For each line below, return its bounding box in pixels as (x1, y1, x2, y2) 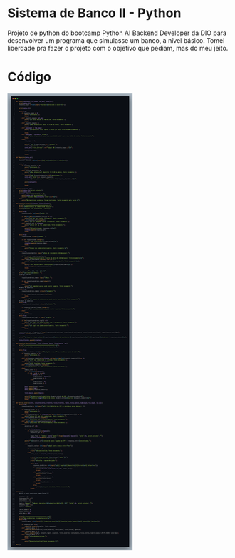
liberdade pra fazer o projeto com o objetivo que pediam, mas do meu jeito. (7, 44, 229, 52)
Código (7, 69, 51, 85)
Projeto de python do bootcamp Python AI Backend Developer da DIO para (7, 29, 226, 37)
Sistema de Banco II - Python (7, 5, 182, 21)
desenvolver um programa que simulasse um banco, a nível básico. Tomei (7, 36, 225, 44)
